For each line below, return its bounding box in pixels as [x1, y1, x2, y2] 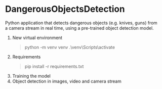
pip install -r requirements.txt [24, 63, 84, 69]
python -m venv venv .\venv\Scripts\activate [24, 44, 115, 50]
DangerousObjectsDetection [5, 3, 125, 15]
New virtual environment [12, 35, 63, 41]
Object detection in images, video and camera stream [12, 78, 122, 84]
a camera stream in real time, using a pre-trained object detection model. [5, 25, 154, 31]
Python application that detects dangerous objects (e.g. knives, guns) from [5, 20, 158, 26]
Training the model [12, 73, 51, 79]
